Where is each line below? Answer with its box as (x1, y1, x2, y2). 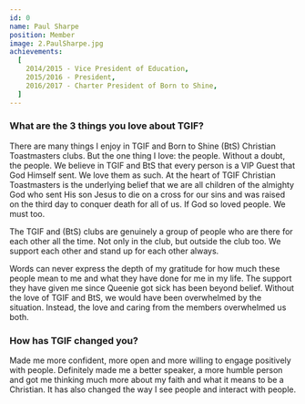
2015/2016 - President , (25, 73, 117, 82)
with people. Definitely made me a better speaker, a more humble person (9, 365, 283, 376)
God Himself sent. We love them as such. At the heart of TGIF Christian (9, 170, 276, 181)
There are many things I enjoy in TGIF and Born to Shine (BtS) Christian (9, 140, 276, 151)
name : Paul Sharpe (9, 22, 79, 31)
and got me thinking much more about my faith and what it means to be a (9, 375, 284, 386)
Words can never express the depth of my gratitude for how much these (9, 263, 280, 274)
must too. (9, 208, 46, 219)
